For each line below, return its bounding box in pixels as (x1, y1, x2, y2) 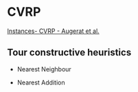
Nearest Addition (16, 78, 65, 87)
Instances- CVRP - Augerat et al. (7, 27, 100, 35)
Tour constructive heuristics (7, 47, 132, 58)
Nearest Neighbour (16, 65, 72, 73)
